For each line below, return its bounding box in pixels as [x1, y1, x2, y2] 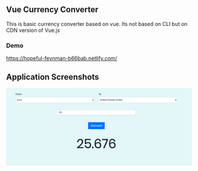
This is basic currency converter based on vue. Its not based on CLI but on [6, 20, 187, 27]
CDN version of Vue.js [6, 27, 60, 34]
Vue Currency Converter [6, 5, 99, 15]
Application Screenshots [6, 72, 99, 82]
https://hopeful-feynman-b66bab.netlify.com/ [6, 55, 117, 62]
